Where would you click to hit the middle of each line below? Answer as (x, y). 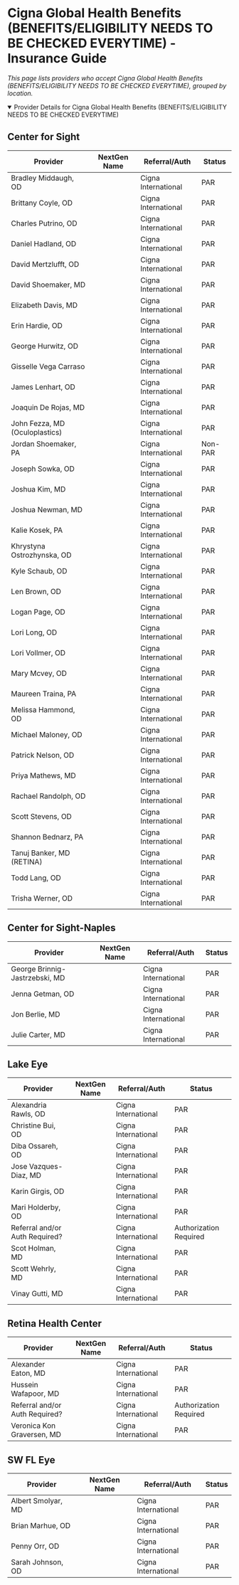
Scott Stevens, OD (42, 816)
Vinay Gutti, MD (37, 1294)
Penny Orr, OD (35, 1546)
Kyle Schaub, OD (39, 571)
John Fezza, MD (38, 423)
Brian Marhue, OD (41, 1526)
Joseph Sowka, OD (43, 469)
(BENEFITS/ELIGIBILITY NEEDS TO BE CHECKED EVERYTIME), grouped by (117, 85)
